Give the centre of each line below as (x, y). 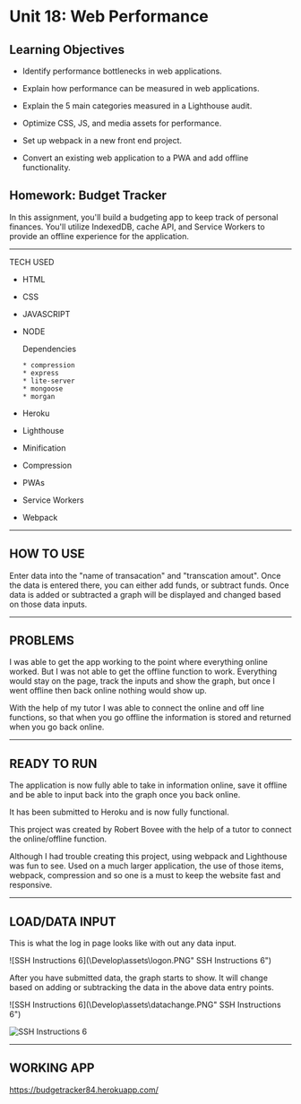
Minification (44, 448)
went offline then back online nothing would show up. (108, 691)
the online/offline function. (58, 839)
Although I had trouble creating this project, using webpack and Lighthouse (148, 857)
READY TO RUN (53, 763)
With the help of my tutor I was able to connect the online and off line (137, 708)
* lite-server (48, 381)
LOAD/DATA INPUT (63, 922)
